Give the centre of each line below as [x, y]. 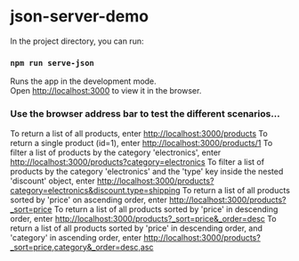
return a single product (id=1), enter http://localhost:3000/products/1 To [141, 143]
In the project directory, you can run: [77, 41]
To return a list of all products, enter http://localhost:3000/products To [139, 133]
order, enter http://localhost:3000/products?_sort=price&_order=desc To [143, 218]
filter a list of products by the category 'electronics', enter [116, 152]
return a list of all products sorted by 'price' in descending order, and [137, 228]
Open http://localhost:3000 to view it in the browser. [106, 91]
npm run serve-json [52, 63]
